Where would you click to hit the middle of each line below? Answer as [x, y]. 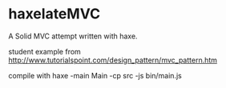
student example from [45, 51]
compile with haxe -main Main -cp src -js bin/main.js [95, 75]
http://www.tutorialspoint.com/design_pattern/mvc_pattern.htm [113, 60]
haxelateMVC [54, 14]
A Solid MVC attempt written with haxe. [73, 36]
